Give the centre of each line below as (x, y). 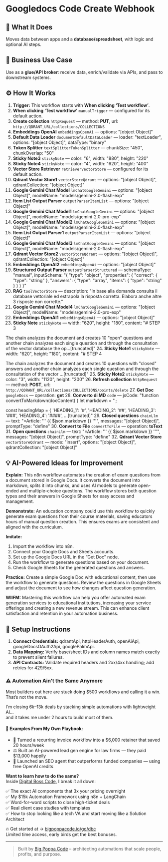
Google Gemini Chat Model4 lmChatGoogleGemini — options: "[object (84, 307)
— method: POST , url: (28, 385)
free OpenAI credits (33, 766)
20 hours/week (28, 745)
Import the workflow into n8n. (43, 546)
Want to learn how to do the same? (42, 776)
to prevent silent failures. (38, 657)
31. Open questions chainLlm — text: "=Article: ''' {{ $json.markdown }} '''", (83, 431)
